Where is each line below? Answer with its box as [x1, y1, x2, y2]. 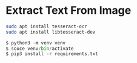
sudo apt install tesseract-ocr [5, 23, 87, 29]
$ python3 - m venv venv [5, 40, 66, 46]
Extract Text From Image [5, 4, 132, 17]
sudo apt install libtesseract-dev [5, 29, 96, 35]
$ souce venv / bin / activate [5, 46, 74, 52]
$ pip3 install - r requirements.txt [5, 51, 98, 57]
